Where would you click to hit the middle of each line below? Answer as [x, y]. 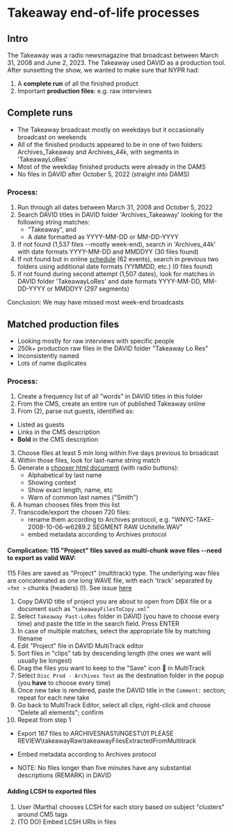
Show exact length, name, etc [70, 490]
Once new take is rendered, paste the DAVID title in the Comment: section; [121, 691]
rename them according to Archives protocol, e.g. [99, 520]
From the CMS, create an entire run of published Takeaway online [111, 404]
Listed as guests [41, 425]
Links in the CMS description [58, 432]
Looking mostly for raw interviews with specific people [96, 341]
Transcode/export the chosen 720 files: [74, 512]
